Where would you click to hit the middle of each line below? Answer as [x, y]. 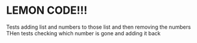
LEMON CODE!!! [47, 10]
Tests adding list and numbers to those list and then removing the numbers [99, 27]
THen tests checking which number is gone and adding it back [84, 33]
